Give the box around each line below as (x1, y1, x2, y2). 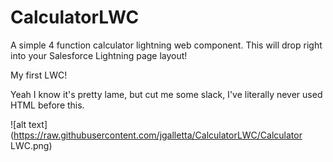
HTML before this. (10, 99, 85, 111)
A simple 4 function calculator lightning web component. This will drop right (10, 39, 323, 51)
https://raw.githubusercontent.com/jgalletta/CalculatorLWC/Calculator (13, 129, 303, 141)
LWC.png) (10, 139, 53, 151)
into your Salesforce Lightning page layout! (10, 49, 188, 61)
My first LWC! (10, 69, 68, 81)
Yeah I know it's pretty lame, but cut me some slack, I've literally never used (10, 88, 323, 100)
